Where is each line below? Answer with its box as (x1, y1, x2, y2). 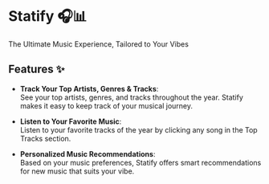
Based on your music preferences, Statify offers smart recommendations (19, 157, 262, 167)
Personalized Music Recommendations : (19, 149, 156, 158)
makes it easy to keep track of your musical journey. (19, 100, 193, 110)
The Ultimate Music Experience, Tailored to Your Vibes (8, 39, 189, 49)
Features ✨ (8, 63, 65, 76)
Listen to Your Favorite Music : (19, 117, 122, 126)
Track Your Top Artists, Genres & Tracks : (19, 84, 159, 93)
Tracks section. (19, 133, 71, 143)
